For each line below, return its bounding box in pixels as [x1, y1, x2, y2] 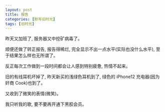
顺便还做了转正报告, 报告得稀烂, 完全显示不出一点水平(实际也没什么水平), [5, 46, 155, 52]
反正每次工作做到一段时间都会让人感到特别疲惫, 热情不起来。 [5, 63, 130, 69]
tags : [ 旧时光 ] [5, 21, 35, 26]
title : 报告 [5, 12, 28, 17]
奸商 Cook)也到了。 [5, 80, 45, 86]
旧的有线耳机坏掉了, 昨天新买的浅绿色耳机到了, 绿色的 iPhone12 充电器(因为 [5, 73, 160, 80]
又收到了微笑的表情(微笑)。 [5, 90, 61, 96]
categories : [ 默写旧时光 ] [5, 16, 55, 21]
